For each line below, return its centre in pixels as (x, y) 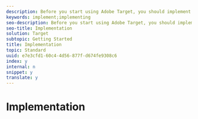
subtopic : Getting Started (39, 39)
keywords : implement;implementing (49, 17)
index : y (17, 61)
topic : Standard (26, 50)
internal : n (21, 67)
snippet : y (19, 72)
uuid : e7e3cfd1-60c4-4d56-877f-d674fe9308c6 (62, 56)
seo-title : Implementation (39, 28)
